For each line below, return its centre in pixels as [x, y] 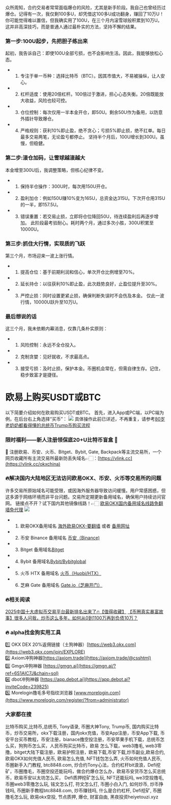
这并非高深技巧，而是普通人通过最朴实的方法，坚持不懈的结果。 [72, 27]
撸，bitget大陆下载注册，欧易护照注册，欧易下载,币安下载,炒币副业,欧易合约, [85, 752]
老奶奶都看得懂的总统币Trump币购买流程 [48, 425]
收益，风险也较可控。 [47, 101]
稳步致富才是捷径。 [40, 375]
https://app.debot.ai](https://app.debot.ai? [86, 679]
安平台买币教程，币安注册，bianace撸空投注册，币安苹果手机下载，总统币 [83, 739]
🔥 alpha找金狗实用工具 [33, 632]
